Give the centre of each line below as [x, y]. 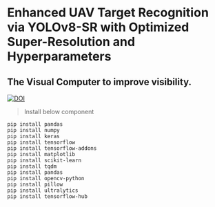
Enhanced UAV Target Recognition [108, 13]
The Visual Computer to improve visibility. [99, 81]
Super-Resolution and [71, 42]
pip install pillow [35, 184]
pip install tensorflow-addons [52, 149]
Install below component [59, 112]
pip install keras [33, 136]
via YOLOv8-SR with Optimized [98, 27]
